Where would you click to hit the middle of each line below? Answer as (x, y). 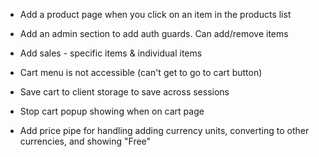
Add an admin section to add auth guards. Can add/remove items (154, 33)
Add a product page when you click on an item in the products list (155, 14)
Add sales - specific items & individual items (111, 53)
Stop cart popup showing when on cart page (112, 111)
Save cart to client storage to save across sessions (124, 92)
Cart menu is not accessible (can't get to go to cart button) (141, 72)
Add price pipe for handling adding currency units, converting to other (164, 130)
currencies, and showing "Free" (85, 141)
